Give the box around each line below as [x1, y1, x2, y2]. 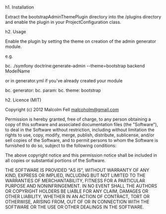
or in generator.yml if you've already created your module [5, 78, 123, 83]
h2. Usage [5, 29, 26, 34]
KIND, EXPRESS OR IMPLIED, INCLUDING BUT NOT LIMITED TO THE [5, 172, 146, 178]
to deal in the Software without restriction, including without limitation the [5, 127, 155, 133]
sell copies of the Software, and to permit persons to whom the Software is [5, 138, 159, 143]
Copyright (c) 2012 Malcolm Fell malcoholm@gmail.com [5, 107, 119, 112]
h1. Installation [5, 4, 34, 10]
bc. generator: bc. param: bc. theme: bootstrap [5, 87, 101, 93]
